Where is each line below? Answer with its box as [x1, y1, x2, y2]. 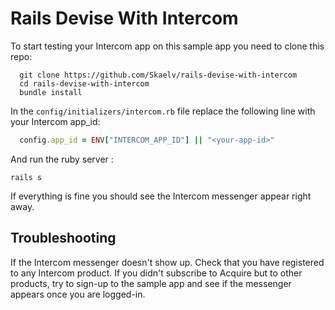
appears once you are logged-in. [10, 288, 146, 300]
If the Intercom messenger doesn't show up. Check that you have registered [10, 256, 325, 268]
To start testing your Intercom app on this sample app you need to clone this [10, 40, 325, 52]
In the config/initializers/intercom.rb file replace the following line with [10, 105, 316, 117]
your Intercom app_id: [10, 115, 101, 127]
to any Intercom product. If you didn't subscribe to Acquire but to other [10, 267, 303, 279]
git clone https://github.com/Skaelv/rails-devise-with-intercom [19, 70, 298, 80]
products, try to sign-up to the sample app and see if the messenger [10, 277, 292, 289]
